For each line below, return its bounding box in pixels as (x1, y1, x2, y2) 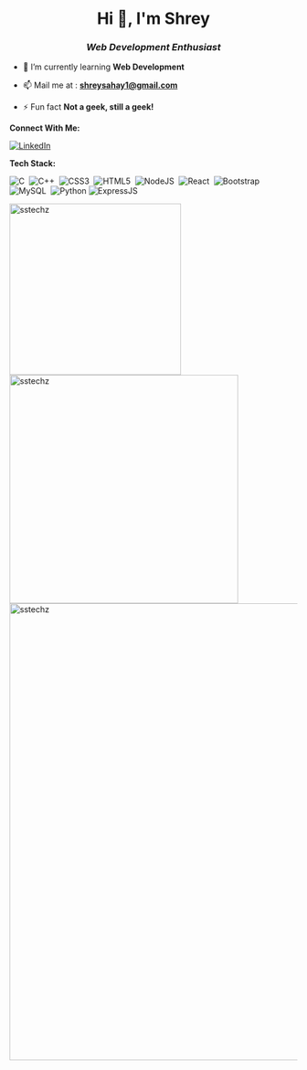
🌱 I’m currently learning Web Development (22, 61, 185, 72)
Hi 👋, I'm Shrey (97, 8, 210, 29)
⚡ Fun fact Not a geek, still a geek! (22, 101, 154, 112)
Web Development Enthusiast (86, 41, 221, 54)
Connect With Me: (9, 122, 80, 133)
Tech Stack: (9, 158, 57, 169)
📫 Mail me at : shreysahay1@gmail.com (22, 79, 178, 90)
